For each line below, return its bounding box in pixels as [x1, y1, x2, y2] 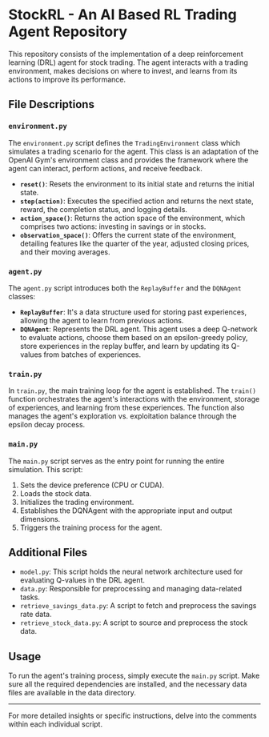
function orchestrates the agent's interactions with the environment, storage [8, 395, 260, 404]
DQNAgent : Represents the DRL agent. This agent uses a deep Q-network [19, 324, 258, 334]
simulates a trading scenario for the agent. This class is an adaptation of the [8, 146, 259, 156]
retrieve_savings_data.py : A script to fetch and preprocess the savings [19, 601, 257, 611]
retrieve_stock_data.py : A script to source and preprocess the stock [19, 618, 248, 627]
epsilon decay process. [8, 420, 86, 430]
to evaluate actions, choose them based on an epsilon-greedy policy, [19, 332, 248, 342]
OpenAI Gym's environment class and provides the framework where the [8, 154, 249, 165]
